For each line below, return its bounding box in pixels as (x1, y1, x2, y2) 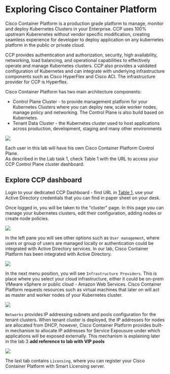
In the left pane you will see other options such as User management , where (5, 235, 160, 241)
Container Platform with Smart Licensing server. (5, 363, 105, 369)
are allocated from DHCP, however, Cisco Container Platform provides (5, 322, 151, 328)
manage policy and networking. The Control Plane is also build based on (12, 109, 164, 115)
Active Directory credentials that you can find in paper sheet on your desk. (5, 195, 161, 201)
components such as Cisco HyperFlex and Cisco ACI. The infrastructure (5, 73, 156, 79)
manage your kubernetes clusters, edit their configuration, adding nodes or (5, 210, 162, 216)
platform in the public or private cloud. (5, 42, 85, 48)
